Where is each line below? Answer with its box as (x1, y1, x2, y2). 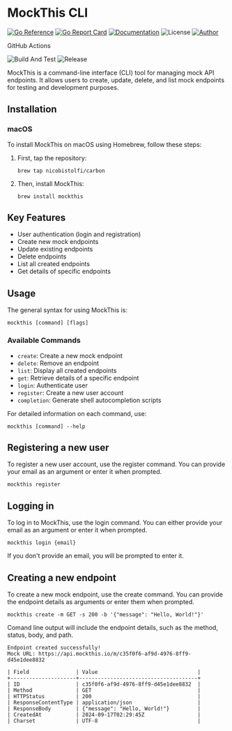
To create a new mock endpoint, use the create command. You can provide (7, 590, 223, 599)
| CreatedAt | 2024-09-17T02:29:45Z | (7, 711, 201, 718)
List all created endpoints (17, 260, 91, 268)
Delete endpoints (17, 252, 67, 261)
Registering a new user (7, 441, 109, 454)
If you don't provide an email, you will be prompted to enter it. (7, 552, 185, 560)
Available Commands (7, 336, 82, 346)
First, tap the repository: (17, 153, 87, 162)
